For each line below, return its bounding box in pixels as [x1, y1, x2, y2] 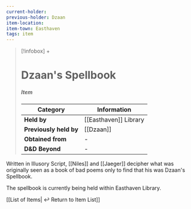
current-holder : [6, 8, 47, 15]
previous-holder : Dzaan [6, 14, 66, 20]
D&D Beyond [23, 145, 61, 153]
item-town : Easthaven [6, 25, 60, 32]
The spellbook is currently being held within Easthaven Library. [6, 184, 162, 192]
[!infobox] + [20, 47, 50, 54]
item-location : [6, 20, 44, 26]
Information [97, 105, 132, 114]
